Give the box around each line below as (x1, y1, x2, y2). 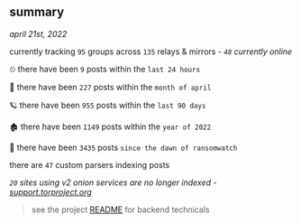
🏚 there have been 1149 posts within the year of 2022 (9, 121, 212, 132)
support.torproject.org (9, 186, 92, 197)
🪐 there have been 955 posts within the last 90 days (9, 99, 206, 110)
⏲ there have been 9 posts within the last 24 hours (9, 63, 201, 74)
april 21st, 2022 (9, 28, 68, 39)
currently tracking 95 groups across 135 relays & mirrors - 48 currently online (9, 46, 293, 57)
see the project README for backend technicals (31, 204, 210, 215)
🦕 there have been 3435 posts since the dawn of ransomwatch (9, 142, 238, 153)
